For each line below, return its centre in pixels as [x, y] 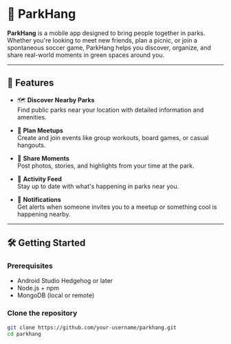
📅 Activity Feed [39, 179]
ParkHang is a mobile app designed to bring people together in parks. [106, 33]
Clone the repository [42, 313]
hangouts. [31, 145]
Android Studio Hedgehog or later [65, 281]
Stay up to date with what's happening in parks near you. [98, 186]
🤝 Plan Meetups [40, 130]
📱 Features [31, 83]
